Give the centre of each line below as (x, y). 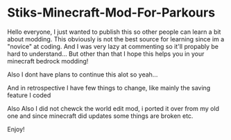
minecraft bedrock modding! (48, 61)
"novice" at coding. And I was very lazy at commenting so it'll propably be (113, 46)
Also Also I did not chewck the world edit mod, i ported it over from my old (113, 108)
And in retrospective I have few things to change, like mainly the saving (109, 88)
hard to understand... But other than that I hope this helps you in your (106, 54)
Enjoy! (16, 129)
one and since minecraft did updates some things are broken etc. (100, 116)
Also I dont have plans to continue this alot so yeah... (83, 74)
